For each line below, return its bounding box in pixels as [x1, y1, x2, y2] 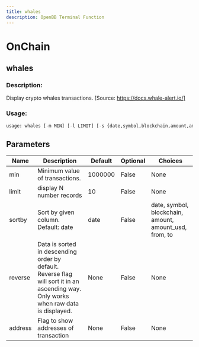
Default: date [37, 223, 73, 231]
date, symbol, [150, 201, 189, 209]
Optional [120, 157, 146, 165]
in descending [37, 247, 77, 256]
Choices [158, 157, 182, 165]
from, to [150, 231, 174, 239]
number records [37, 191, 82, 199]
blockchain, [150, 208, 184, 217]
